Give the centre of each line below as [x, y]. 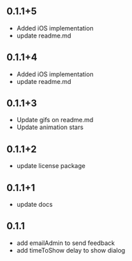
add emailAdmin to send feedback [66, 243]
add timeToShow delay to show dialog [71, 250]
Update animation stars [50, 127]
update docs [34, 205]
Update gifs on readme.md [55, 120]
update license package [51, 166]
